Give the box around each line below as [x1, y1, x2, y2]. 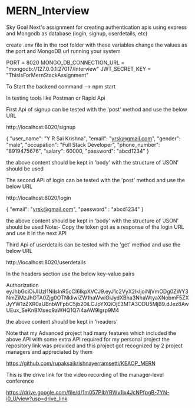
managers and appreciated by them [6, 348, 93, 355]
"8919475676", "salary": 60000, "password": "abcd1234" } [6, 147, 149, 154]
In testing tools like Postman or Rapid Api [6, 94, 105, 101]
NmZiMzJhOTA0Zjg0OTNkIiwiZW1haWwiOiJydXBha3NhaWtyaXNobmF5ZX [6, 294, 190, 301]
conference [6, 377, 34, 384]
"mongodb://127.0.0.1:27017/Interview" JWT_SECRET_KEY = [6, 65, 151, 72]
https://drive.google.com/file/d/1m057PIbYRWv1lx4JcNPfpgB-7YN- [6, 389, 170, 396]
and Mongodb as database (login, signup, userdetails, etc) [6, 29, 148, 37]
